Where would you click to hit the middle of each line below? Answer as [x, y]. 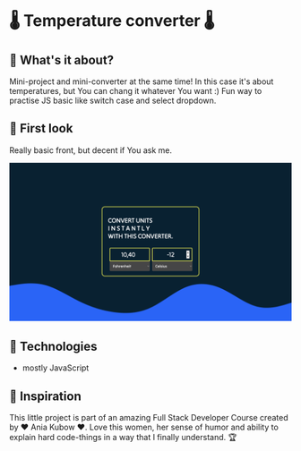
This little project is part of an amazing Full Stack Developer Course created [149, 417]
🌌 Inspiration [46, 396]
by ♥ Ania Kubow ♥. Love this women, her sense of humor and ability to [144, 427]
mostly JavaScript [56, 368]
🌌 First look [41, 128]
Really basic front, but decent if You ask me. [91, 150]
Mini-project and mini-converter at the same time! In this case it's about [142, 81]
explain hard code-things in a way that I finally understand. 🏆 [123, 437]
